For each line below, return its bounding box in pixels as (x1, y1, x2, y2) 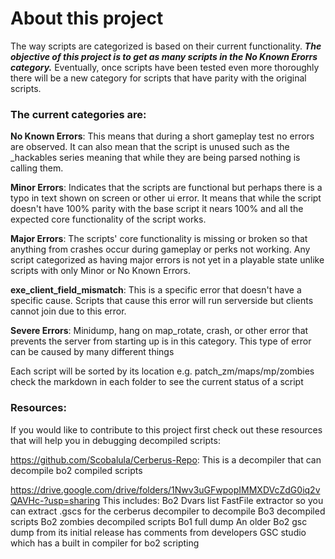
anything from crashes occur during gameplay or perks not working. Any (10, 243, 311, 256)
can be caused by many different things (10, 346, 175, 358)
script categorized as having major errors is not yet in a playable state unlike (10, 254, 325, 266)
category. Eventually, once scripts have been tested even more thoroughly (10, 61, 320, 73)
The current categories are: (10, 107, 147, 121)
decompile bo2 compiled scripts (10, 464, 143, 476)
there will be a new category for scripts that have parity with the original (10, 72, 307, 84)
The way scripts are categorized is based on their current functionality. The (10, 40, 322, 52)
